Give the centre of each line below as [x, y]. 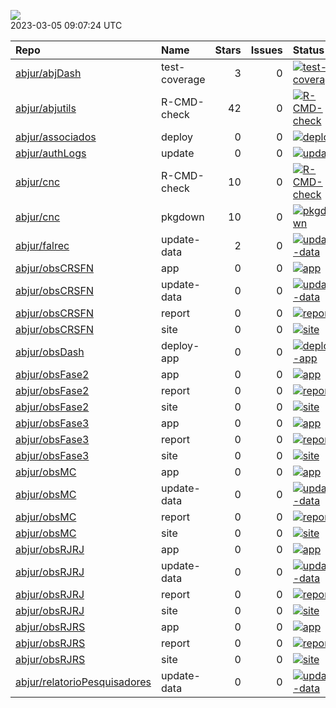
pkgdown [183, 217]
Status [308, 50]
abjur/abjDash [48, 73]
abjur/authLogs [51, 153]
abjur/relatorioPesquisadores [83, 682]
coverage [183, 79]
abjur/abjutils [46, 108]
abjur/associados [56, 137]
